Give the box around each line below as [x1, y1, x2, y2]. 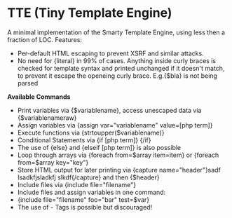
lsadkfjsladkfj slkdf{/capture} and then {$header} [17, 173, 160, 182]
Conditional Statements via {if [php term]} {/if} [17, 135, 151, 144]
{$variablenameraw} [17, 114, 77, 122]
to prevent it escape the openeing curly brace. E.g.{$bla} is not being [17, 71, 217, 80]
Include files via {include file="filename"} [17, 180, 137, 189]
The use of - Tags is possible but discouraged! [17, 203, 153, 211]
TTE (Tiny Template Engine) [7, 5, 172, 21]
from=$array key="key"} [17, 158, 89, 166]
